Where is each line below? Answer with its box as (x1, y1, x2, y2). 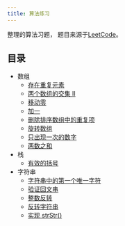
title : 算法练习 (7, 10, 50, 17)
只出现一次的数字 (27, 133, 77, 141)
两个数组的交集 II (27, 90, 76, 98)
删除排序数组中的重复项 (27, 115, 95, 124)
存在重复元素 (27, 81, 65, 89)
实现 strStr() (27, 211, 62, 220)
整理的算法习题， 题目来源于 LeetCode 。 (7, 30, 123, 38)
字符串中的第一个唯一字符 (27, 177, 101, 185)
